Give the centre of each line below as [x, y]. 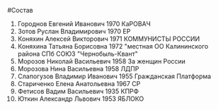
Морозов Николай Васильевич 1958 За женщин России [102, 61]
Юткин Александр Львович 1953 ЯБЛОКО [81, 99]
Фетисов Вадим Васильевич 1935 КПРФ [78, 91]
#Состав [20, 10]
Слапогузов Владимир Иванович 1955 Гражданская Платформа [114, 76]
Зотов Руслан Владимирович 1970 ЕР [74, 31]
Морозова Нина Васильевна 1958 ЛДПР [78, 69]
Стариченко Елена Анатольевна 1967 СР [79, 84]
